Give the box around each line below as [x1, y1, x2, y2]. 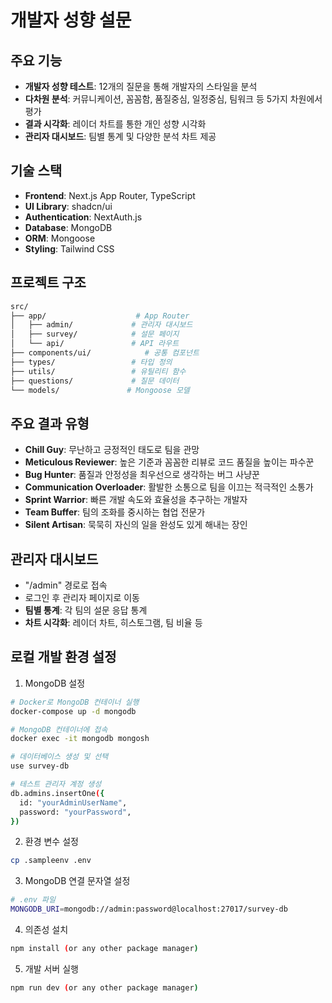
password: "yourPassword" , [19, 807, 132, 817]
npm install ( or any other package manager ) [10, 944, 199, 954]
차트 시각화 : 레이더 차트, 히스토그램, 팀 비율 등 [24, 617, 203, 628]
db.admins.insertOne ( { [10, 788, 105, 798]
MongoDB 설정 [24, 677, 86, 689]
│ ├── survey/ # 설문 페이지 [10, 329, 180, 340]
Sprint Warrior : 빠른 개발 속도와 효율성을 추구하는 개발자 [24, 494, 248, 506]
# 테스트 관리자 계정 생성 [10, 779, 102, 790]
